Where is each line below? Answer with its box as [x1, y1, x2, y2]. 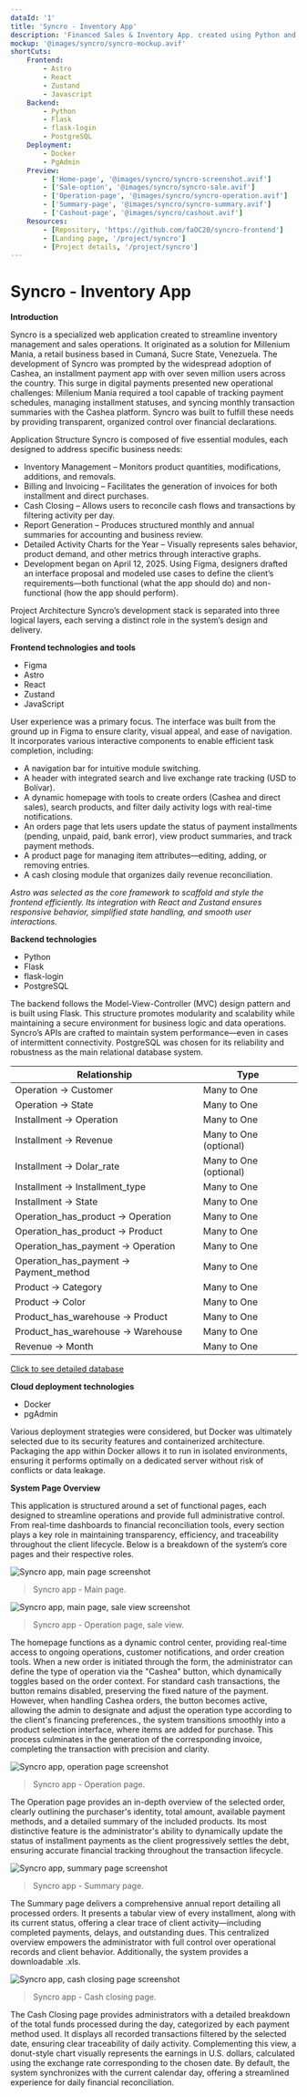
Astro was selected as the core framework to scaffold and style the [10, 887, 264, 898]
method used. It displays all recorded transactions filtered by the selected [10, 2029, 287, 2040]
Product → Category [15, 1281, 103, 1294]
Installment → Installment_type [15, 1181, 147, 1193]
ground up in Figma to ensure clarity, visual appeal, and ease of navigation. [10, 726, 292, 737]
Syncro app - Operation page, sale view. [32, 1619, 185, 1630]
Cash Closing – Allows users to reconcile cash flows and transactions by [23, 501, 296, 511]
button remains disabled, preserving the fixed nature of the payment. [10, 1686, 270, 1697]
